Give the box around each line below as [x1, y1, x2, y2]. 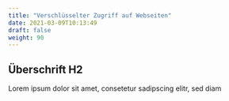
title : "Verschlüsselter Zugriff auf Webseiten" [8, 11, 172, 20]
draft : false [8, 26, 52, 34]
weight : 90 [8, 33, 44, 42]
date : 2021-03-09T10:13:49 [8, 19, 97, 27]
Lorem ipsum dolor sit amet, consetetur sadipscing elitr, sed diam [8, 84, 222, 93]
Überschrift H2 [8, 62, 83, 76]
